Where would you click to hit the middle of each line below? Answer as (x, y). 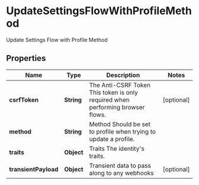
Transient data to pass (120, 165)
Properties (26, 58)
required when (109, 100)
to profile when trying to (122, 131)
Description (123, 75)
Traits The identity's (117, 148)
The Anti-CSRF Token (120, 85)
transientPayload (34, 169)
